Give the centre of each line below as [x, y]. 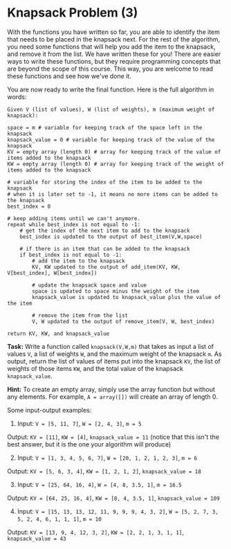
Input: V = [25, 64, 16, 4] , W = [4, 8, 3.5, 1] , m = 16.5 [99, 484]
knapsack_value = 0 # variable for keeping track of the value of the [111, 140]
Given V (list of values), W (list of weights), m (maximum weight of [111, 109]
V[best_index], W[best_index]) [52, 273]
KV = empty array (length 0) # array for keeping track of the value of [114, 152]
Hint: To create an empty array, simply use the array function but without [111, 389]
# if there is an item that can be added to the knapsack [105, 249]
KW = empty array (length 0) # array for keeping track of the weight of [116, 164]
